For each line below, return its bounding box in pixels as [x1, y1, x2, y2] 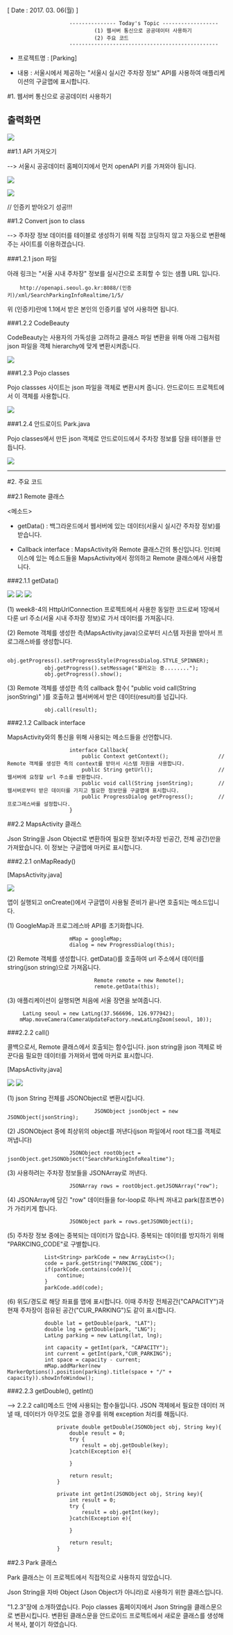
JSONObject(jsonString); [7, 1114, 79, 1121]
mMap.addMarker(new [44, 1362, 101, 1369]
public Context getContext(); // [81, 753, 225, 760]
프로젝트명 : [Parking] [17, 54, 78, 62]
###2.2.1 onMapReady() [7, 857, 76, 865]
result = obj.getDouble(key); [81, 1442, 169, 1449]
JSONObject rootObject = [69, 1149, 141, 1156]
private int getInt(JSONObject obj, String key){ [56, 1490, 203, 1497]
